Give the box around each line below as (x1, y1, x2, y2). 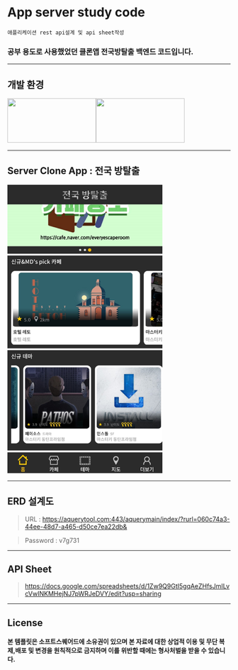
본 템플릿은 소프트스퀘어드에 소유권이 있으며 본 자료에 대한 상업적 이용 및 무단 (7, 637, 218, 646)
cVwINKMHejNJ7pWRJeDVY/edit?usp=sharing (24, 590, 161, 598)
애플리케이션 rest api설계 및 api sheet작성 (7, 29, 125, 36)
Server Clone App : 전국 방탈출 (7, 165, 140, 177)
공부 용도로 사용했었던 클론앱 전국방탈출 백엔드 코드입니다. (7, 47, 194, 57)
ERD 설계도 (7, 495, 55, 507)
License (7, 617, 43, 629)
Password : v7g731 (24, 536, 80, 544)
